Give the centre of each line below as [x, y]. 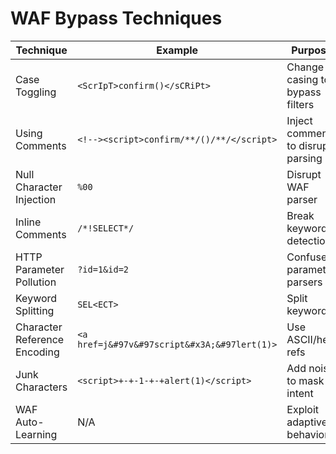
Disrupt [304, 174]
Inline [28, 222]
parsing [304, 158]
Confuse [307, 257]
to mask [305, 380]
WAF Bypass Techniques [116, 18]
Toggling [36, 92]
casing [302, 79]
